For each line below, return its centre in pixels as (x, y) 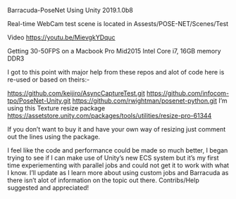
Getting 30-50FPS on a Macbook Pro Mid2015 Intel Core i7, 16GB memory (114, 51)
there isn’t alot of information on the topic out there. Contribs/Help (103, 180)
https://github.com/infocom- (188, 93)
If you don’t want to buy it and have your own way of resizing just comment (117, 129)
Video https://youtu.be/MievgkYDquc (61, 37)
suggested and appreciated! (48, 188)
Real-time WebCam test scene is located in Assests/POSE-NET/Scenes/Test (118, 24)
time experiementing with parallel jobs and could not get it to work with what (118, 165)
